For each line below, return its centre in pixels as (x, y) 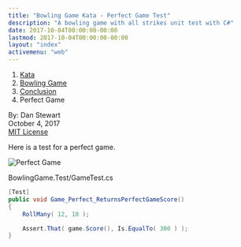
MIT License (28, 132)
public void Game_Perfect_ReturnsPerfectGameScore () (96, 199)
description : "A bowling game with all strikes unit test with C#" (121, 23)
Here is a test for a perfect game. (62, 147)
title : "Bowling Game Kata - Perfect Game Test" (89, 15)
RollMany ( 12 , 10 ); (56, 214)
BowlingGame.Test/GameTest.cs (61, 178)
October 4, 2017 (34, 123)
